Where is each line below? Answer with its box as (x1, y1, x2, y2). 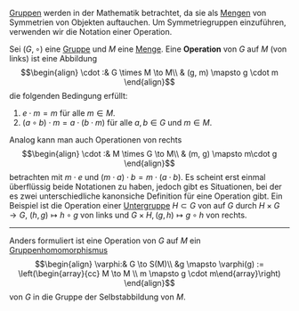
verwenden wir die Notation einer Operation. (9, 27, 173, 37)
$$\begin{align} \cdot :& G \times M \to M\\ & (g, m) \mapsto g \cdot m (20, 67, 279, 78)
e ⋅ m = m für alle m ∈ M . (21, 108, 116, 119)
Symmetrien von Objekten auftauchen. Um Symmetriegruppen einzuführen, (9, 17, 287, 28)
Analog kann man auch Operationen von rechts (9, 135, 182, 145)
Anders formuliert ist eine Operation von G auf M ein (9, 235, 202, 246)
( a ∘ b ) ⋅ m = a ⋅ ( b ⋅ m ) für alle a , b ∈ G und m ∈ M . (21, 118, 213, 127)
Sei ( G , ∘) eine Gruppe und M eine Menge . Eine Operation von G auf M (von (9, 44, 287, 54)
